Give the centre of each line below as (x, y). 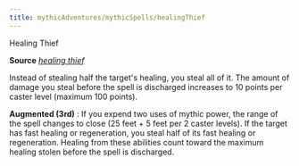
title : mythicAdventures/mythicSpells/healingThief (107, 17)
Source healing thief (47, 60)
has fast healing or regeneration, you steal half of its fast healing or (133, 133)
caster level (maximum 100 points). (74, 96)
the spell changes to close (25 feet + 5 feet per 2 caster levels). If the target (149, 123)
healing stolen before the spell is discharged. (92, 152)
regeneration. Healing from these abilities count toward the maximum (137, 142)
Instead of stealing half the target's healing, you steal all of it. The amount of (149, 78)
